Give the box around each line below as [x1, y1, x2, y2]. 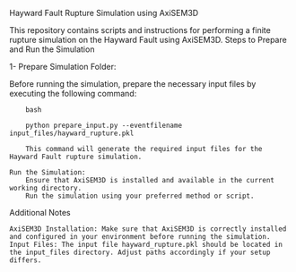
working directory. [9, 183, 83, 192]
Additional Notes [9, 208, 71, 217]
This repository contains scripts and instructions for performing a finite [9, 25, 271, 35]
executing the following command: [9, 89, 137, 98]
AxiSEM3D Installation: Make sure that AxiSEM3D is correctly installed [9, 225, 287, 234]
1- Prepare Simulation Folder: [9, 62, 117, 72]
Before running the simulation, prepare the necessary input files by [9, 79, 257, 89]
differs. [9, 256, 42, 265]
